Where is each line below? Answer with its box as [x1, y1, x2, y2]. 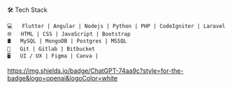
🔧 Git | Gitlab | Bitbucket [7, 46, 96, 53]
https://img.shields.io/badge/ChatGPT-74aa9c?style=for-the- [7, 67, 184, 75]
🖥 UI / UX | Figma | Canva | [7, 53, 99, 60]
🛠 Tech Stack [7, 6, 48, 14]
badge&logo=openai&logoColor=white [7, 74, 118, 82]
